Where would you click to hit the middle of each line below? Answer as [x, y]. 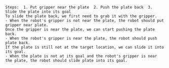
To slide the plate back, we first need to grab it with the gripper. [81, 16]
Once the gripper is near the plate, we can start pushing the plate [80, 29]
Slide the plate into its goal [38, 12]
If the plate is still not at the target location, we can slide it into [85, 47]
